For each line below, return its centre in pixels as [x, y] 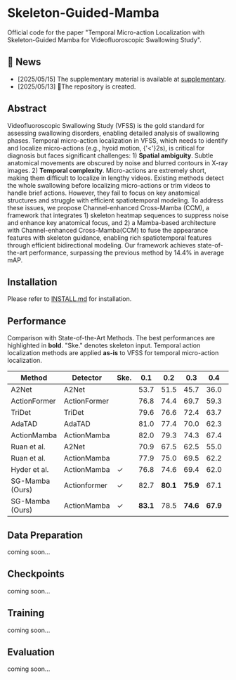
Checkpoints [36, 574]
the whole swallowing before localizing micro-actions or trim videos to [109, 185]
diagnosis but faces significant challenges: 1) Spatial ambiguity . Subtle [110, 155]
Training [26, 613]
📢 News [24, 62]
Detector [87, 378]
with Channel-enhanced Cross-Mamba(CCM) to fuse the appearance [108, 230]
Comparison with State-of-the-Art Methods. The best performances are [111, 338]
